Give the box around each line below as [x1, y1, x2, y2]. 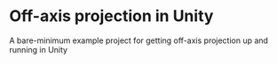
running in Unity [9, 44, 68, 54]
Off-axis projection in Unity [9, 6, 214, 26]
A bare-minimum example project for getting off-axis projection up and [9, 35, 269, 46]
